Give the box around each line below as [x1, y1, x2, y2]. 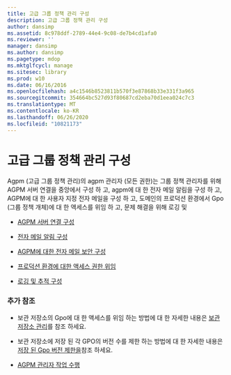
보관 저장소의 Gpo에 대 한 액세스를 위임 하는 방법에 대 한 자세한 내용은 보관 [17, 313, 221, 321]
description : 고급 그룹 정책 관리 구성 [7, 17, 109, 24]
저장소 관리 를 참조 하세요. [17, 322, 87, 330]
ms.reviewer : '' [7, 36, 54, 43]
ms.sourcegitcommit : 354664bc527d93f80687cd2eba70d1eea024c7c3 [7, 95, 195, 102]
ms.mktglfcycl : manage [7, 62, 73, 69]
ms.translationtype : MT [7, 101, 77, 108]
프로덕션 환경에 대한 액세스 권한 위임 [17, 262, 116, 270]
